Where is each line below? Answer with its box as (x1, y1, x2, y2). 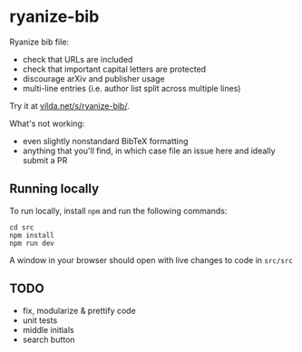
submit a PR (22, 154, 68, 165)
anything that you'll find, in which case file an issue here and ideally (22, 145, 276, 156)
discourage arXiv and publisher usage (22, 73, 165, 83)
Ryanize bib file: (9, 36, 70, 47)
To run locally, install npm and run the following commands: (9, 205, 228, 216)
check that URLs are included (22, 54, 133, 64)
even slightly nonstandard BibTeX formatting (22, 135, 189, 146)
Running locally (9, 181, 100, 197)
